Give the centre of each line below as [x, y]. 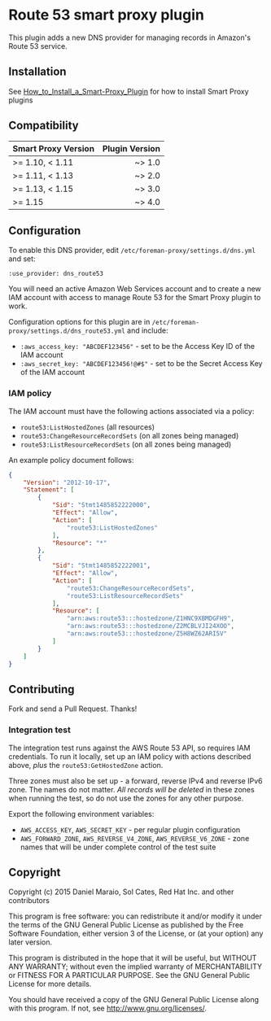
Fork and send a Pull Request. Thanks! [73, 709]
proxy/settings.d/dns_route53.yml [67, 331]
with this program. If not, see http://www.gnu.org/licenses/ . [108, 1008]
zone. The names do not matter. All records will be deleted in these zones [131, 789]
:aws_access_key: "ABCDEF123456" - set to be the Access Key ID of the [137, 347]
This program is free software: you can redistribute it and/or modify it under [135, 916]
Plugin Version [131, 148]
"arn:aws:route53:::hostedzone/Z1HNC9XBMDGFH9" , [150, 619]
